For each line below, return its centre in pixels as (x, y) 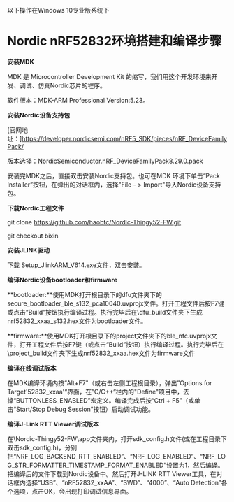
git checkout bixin (33, 236)
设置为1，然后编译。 (195, 465)
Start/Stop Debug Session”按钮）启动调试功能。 (86, 409)
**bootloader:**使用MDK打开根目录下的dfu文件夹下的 (85, 294)
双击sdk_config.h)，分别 (42, 447)
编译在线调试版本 (32, 368)
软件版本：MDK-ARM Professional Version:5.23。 (78, 100)
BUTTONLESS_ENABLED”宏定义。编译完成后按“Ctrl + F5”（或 (105, 400)
